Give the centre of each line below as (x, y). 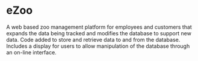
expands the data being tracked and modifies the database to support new (99, 33)
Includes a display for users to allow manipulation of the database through (98, 46)
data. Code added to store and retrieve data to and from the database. (93, 39)
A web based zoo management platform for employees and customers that (99, 27)
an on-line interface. (32, 52)
